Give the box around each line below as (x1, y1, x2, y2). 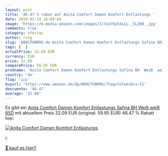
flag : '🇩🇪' (5, 77, 30, 82)
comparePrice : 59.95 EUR (5, 63, 57, 68)
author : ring (5, 35, 32, 40)
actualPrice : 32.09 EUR (5, 49, 55, 54)
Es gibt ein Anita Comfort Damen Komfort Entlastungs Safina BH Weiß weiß (5, 104, 160, 110)
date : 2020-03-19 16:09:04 (5, 16, 61, 21)
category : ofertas (5, 30, 43, 35)
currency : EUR (5, 53, 35, 59)
